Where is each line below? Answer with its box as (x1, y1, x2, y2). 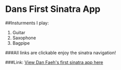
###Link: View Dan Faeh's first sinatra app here (5, 59, 103, 65)
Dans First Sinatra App (5, 3, 101, 15)
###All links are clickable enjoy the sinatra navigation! (5, 50, 116, 56)
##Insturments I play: (5, 20, 49, 26)
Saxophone (12, 35, 36, 41)
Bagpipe (12, 40, 30, 46)
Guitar (12, 29, 25, 35)
